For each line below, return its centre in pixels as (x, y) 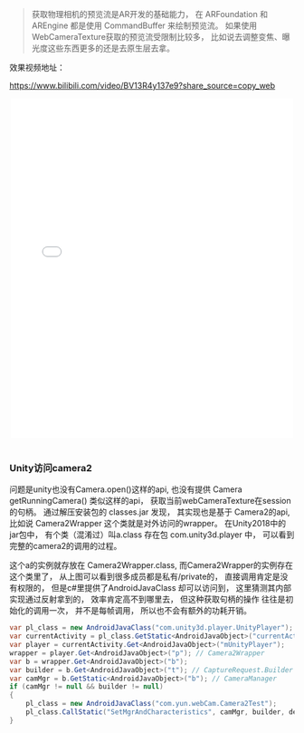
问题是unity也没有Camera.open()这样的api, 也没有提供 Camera (126, 489)
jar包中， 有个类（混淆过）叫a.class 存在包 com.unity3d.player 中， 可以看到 (152, 535)
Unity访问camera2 (51, 468)
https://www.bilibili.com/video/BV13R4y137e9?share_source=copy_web (142, 86)
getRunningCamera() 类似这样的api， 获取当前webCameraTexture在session (150, 501)
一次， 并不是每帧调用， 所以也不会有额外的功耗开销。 (150, 611)
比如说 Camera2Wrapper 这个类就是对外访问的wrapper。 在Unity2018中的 (148, 524)
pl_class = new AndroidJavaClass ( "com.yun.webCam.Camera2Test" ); (152, 704)
